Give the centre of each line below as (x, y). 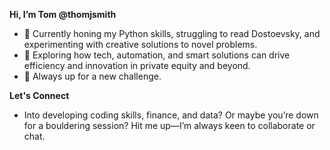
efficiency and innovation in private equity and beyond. (137, 65)
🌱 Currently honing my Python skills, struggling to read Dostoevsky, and (172, 33)
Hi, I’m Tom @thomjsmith (63, 14)
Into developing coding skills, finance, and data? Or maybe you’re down (171, 115)
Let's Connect (39, 95)
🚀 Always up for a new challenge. (92, 76)
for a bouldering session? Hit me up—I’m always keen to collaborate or (169, 125)
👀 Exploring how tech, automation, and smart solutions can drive (157, 55)
